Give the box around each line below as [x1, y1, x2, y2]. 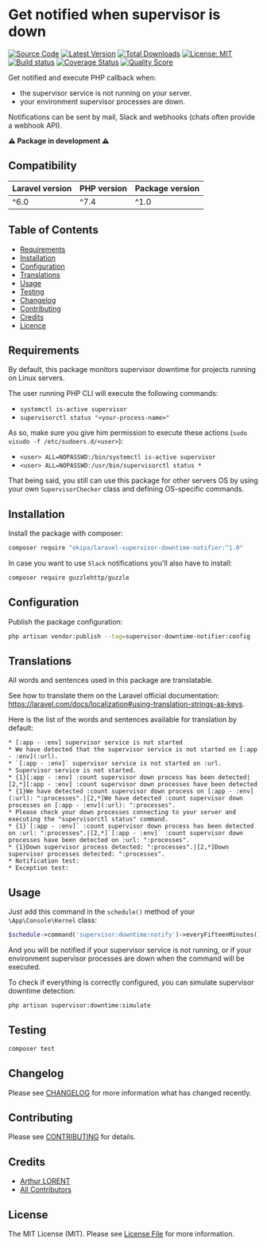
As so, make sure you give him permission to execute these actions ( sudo [8, 428, 248, 437]
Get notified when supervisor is [8, 6, 221, 24]
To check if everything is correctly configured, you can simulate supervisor [8, 978, 254, 987]
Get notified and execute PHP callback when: [8, 72, 157, 82]
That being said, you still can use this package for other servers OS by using [8, 476, 258, 485]
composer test [8, 1044, 56, 1052]
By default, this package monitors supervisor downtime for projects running [8, 365, 257, 374]
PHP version [79, 182, 127, 194]
